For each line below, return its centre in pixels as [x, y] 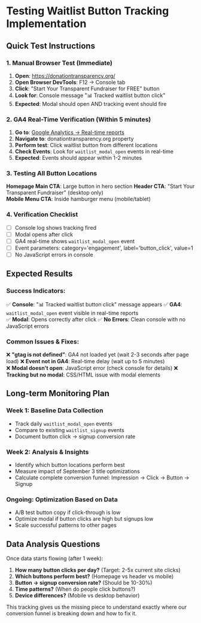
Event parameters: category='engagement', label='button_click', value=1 [104, 248]
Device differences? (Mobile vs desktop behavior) [77, 595]
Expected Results [39, 274]
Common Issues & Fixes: [43, 341]
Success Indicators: [36, 291]
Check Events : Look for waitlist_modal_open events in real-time [94, 151]
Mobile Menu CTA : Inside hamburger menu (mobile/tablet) [79, 199]
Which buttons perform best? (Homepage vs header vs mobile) [94, 576]
